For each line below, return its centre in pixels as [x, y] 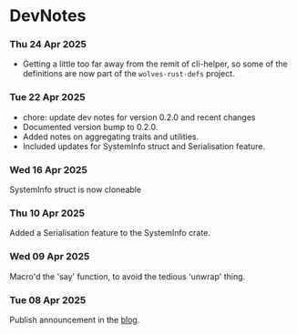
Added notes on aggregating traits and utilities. [111, 137]
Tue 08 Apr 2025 [48, 299]
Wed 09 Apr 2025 [50, 257]
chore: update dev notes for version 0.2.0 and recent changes [139, 117]
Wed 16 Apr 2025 [49, 169]
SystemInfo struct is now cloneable [76, 190]
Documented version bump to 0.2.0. [90, 127]
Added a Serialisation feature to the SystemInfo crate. [110, 233]
